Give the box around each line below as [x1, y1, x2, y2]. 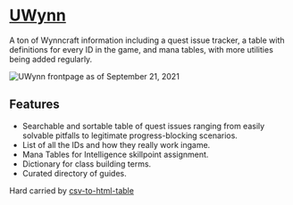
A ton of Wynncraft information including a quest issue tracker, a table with [9, 35, 285, 45]
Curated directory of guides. [21, 168, 127, 178]
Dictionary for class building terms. [21, 158, 152, 169]
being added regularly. [9, 53, 93, 64]
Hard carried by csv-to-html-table [9, 184, 134, 196]
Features [9, 97, 60, 112]
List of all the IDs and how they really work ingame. [21, 139, 211, 150]
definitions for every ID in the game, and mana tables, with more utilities [9, 44, 274, 54]
